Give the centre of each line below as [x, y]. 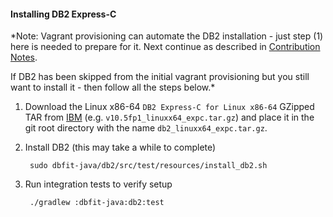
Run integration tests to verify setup [98, 184]
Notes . [24, 57]
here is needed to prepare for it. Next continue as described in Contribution [165, 47]
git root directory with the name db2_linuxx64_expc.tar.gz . [146, 128]
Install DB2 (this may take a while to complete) [120, 147]
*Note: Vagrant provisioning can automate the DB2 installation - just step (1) [167, 36]
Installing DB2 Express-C [63, 14]
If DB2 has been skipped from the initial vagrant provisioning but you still [160, 77]
